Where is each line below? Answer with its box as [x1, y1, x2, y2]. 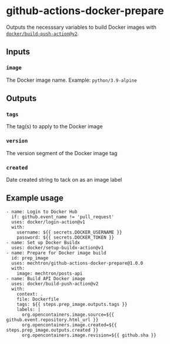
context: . [16, 291, 44, 297]
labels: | [16, 306, 41, 312]
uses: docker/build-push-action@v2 [11, 280, 99, 286]
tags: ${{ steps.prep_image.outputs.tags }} [16, 301, 128, 307]
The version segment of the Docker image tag [6, 149, 118, 156]
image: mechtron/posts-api [16, 270, 83, 276]
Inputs [6, 47, 31, 57]
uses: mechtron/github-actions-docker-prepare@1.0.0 [11, 260, 144, 266]
